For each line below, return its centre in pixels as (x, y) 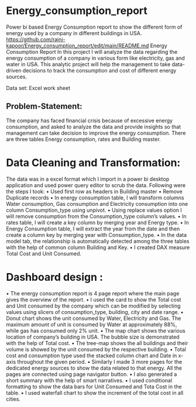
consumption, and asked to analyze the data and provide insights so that (94, 126)
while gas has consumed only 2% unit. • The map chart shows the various (96, 330)
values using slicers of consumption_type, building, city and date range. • (95, 312)
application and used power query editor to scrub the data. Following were (96, 185)
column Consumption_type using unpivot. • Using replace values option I (94, 210)
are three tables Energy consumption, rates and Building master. (83, 139)
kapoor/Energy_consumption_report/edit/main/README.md (78, 46)
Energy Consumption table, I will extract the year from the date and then (93, 229)
